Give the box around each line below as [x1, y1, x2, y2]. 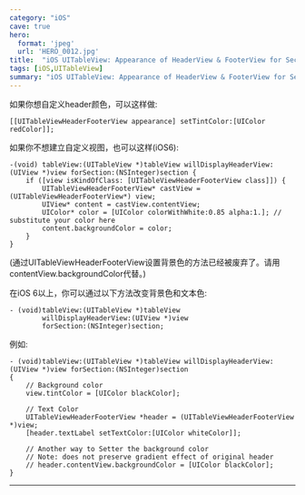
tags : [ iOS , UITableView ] [9, 65, 103, 74]
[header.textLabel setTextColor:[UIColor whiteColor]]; [25, 429, 242, 438]
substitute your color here [9, 216, 116, 225]
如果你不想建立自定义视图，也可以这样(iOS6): [9, 142, 180, 153]
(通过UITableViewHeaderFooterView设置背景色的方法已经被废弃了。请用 [9, 257, 280, 268]
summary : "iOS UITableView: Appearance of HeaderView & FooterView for [9, 73, 286, 82]
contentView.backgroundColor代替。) [9, 268, 147, 278]
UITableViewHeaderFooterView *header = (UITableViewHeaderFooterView [25, 412, 295, 421]
